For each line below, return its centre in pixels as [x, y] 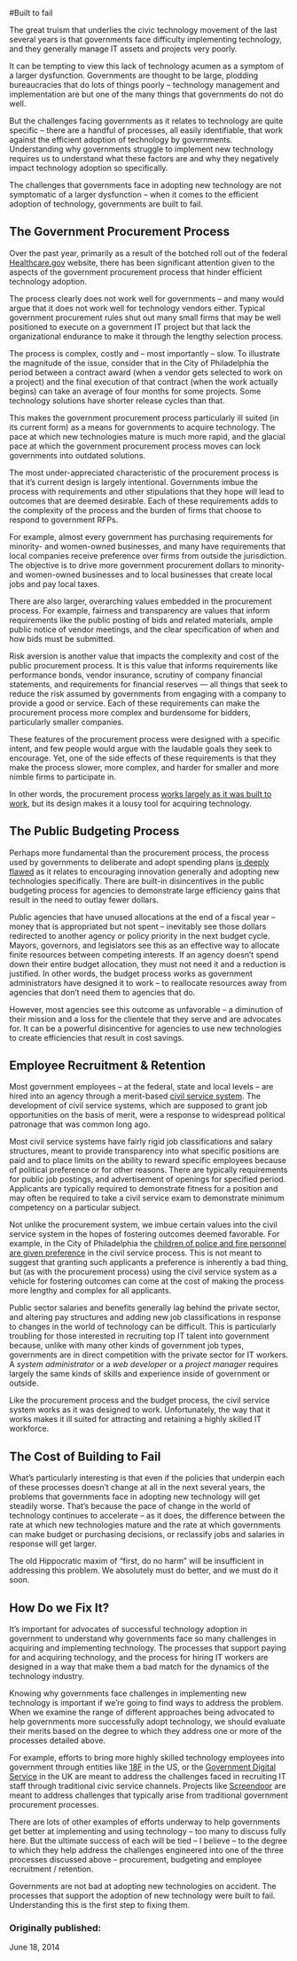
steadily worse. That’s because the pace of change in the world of [130, 1506]
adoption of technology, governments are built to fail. [106, 204]
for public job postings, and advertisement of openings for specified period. [148, 1179]
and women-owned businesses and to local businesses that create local [141, 574]
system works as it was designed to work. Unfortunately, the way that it [140, 1410]
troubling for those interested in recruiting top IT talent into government [139, 1336]
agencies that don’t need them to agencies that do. [102, 992]
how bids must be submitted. [62, 638]
